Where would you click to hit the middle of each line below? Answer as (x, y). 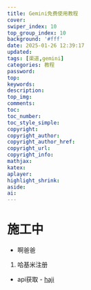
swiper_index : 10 (32, 26)
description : (26, 90)
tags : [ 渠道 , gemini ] (36, 59)
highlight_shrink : (33, 180)
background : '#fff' (35, 39)
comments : (21, 104)
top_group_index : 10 (37, 33)
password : (21, 71)
